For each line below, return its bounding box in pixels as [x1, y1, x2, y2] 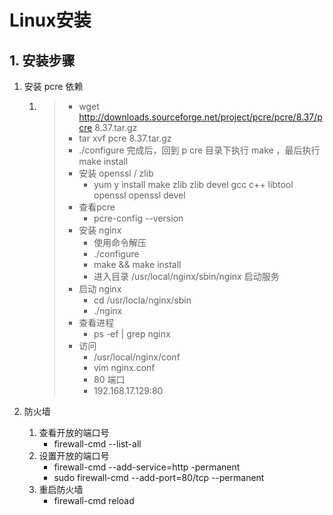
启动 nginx [78, 283, 122, 295]
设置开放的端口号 [38, 450, 110, 461]
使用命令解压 [93, 237, 147, 248]
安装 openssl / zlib [78, 167, 154, 179]
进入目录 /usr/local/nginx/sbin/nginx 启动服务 [93, 271, 280, 282]
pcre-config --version [93, 212, 184, 224]
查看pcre [78, 201, 116, 213]
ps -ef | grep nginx [93, 328, 171, 340]
